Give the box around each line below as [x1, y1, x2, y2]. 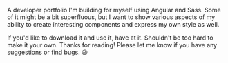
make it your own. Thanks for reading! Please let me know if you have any [7, 41, 218, 49]
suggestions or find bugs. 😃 [7, 48, 88, 56]
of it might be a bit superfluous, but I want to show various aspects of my [7, 13, 216, 21]
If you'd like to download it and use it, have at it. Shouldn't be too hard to [7, 34, 213, 42]
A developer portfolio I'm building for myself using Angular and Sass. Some [7, 6, 221, 14]
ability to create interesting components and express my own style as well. [7, 21, 220, 28]
